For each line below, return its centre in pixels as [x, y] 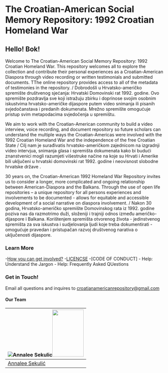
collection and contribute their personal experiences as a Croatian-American [84, 72]
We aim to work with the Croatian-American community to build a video [79, 124]
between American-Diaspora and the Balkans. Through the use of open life [83, 187]
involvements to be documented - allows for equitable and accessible [77, 198]
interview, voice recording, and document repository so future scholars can [83, 129]
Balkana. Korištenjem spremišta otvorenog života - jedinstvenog [94, 219]
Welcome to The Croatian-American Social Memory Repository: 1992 [76, 61]
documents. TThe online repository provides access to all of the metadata [81, 82]
